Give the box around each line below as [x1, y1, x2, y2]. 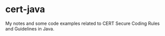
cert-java [5, 4, 45, 15]
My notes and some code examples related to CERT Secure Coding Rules [5, 20, 160, 26]
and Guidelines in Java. [5, 25, 55, 31]
